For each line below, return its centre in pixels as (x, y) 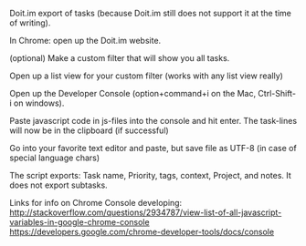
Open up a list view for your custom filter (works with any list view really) (146, 76)
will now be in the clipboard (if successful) (89, 130)
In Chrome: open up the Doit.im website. (85, 41)
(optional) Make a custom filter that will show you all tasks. (120, 58)
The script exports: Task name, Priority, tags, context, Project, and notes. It (151, 175)
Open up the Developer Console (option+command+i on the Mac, (133, 93)
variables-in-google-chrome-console (79, 222)
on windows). (39, 103)
